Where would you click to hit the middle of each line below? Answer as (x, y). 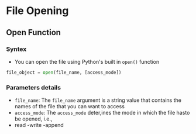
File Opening (37, 11)
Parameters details (34, 87)
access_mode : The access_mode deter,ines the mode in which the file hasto (102, 113)
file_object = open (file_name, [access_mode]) (64, 72)
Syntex (16, 49)
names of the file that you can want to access (69, 106)
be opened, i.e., (33, 119)
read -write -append (39, 125)
